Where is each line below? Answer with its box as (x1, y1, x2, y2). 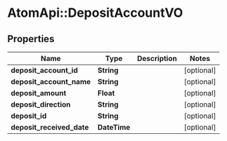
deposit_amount (11, 88, 67, 98)
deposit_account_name (11, 77, 91, 86)
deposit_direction (11, 100, 71, 109)
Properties (7, 33, 55, 45)
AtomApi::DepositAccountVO (7, 5, 183, 21)
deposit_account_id (11, 65, 79, 75)
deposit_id (11, 111, 47, 121)
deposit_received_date (11, 123, 89, 132)
